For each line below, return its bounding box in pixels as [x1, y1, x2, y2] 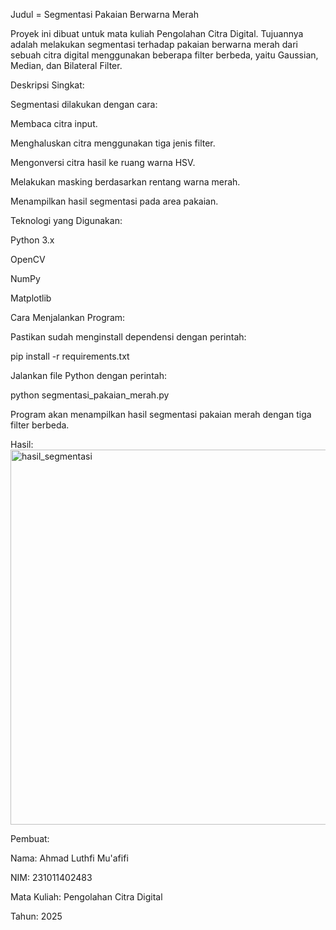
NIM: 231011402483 [10, 872, 93, 883]
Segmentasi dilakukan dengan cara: [10, 99, 158, 110]
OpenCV [10, 254, 46, 265]
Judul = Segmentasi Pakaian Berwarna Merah [10, 9, 199, 20]
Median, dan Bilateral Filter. [10, 60, 123, 71]
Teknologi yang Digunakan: [10, 215, 123, 226]
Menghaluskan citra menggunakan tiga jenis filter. [10, 137, 216, 149]
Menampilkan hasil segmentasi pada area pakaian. [10, 195, 219, 207]
